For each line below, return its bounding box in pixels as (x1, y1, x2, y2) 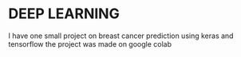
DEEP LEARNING (8, 5, 120, 23)
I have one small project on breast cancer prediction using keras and (8, 31, 234, 40)
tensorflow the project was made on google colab (8, 39, 172, 48)
